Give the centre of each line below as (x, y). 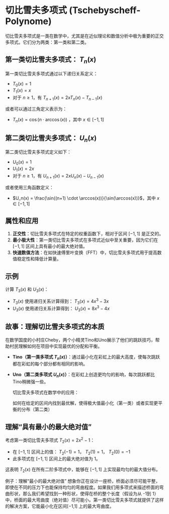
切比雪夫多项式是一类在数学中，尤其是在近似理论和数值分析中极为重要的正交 (84, 36)
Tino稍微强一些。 (30, 382)
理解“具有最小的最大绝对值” (49, 427)
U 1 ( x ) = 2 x (23, 169)
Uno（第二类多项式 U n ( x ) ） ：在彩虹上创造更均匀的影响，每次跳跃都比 (83, 375)
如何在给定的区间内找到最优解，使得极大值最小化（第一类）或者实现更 (85, 403)
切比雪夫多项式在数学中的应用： (46, 392)
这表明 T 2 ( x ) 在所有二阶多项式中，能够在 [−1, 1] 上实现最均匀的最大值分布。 (83, 470)
